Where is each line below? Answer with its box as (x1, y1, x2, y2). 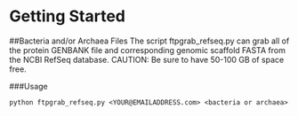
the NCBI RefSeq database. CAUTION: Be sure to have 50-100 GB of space (9, 54, 285, 65)
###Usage (9, 81, 49, 91)
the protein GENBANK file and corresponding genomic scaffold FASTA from (9, 44, 286, 55)
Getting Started (9, 6, 126, 27)
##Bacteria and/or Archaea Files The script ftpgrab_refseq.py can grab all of (9, 35, 290, 46)
